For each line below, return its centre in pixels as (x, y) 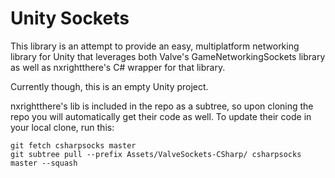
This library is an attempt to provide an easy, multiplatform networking (155, 46)
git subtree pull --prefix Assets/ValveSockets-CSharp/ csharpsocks (156, 154)
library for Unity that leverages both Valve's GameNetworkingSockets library (168, 56)
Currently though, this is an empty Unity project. (109, 86)
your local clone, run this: (62, 127)
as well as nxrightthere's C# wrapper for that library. (118, 67)
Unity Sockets (70, 18)
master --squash (44, 163)
